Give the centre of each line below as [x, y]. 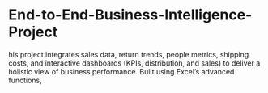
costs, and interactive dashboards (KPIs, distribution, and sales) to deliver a [134, 63]
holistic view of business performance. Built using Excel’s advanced [121, 71]
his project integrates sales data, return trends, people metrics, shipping [129, 54]
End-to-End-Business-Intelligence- [130, 15]
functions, [25, 80]
